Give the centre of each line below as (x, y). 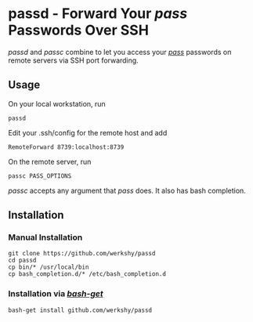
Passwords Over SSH (78, 30)
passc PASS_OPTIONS (40, 176)
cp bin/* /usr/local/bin (49, 267)
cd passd (22, 260)
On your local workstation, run (57, 103)
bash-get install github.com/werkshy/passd (80, 310)
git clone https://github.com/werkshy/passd (82, 254)
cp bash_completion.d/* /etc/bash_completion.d (87, 274)
